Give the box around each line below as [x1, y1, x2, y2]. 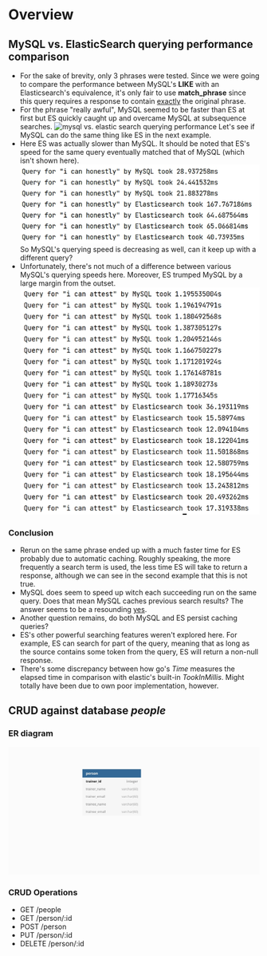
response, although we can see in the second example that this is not [19, 571, 248, 580]
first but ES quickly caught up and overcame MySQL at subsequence [19, 113, 247, 123]
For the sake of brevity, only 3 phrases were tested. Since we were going [19, 71, 260, 81]
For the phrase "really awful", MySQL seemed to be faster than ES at [19, 105, 245, 114]
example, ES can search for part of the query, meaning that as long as [19, 638, 250, 648]
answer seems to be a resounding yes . [19, 604, 147, 614]
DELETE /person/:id [19, 939, 85, 949]
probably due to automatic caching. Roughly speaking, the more [19, 553, 231, 563]
